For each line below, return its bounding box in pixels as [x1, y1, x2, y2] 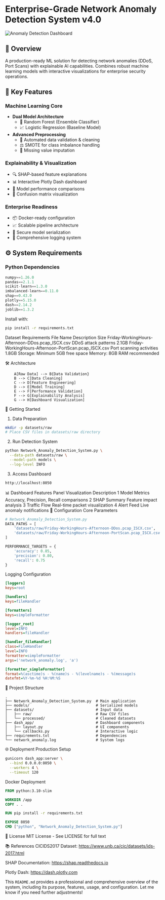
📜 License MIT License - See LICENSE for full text [5, 833, 106, 839]
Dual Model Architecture [12, 114, 64, 119]
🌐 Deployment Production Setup [5, 746, 71, 752]
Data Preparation [12, 416, 47, 422]
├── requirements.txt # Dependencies [5, 733, 127, 739]
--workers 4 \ [9, 765, 39, 771]
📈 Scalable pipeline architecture [12, 222, 79, 228]
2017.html [5, 850, 25, 856]
